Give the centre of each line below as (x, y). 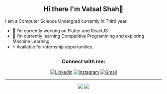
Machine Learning (31, 41)
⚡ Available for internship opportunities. (53, 47)
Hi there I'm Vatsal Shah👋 (83, 9)
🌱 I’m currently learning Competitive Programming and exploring (78, 36)
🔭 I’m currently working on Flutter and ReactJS (60, 31)
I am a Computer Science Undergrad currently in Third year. (66, 21)
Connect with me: (83, 61)
